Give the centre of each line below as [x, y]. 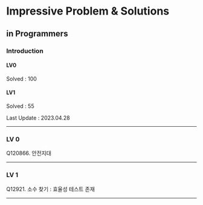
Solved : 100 [22, 79]
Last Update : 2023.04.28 [38, 118]
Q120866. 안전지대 [29, 153]
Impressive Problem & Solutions [88, 11]
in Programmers [37, 34]
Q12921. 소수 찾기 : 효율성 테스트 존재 [51, 189]
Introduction [25, 51]
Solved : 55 [20, 106]
